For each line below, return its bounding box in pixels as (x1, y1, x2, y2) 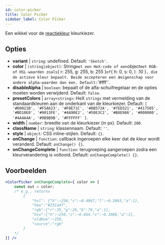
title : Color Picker (5, 12, 48, 17)
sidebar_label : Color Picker (5, 16, 66, 21)
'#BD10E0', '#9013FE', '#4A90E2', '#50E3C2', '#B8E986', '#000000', (12, 110, 158, 115)
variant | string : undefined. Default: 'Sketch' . (12, 58, 107, 64)
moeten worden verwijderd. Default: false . (12, 90, 101, 96)
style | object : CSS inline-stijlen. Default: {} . (12, 130, 104, 136)
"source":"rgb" (31, 221, 64, 226)
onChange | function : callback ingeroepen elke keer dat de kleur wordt (12, 136, 160, 142)
